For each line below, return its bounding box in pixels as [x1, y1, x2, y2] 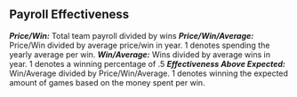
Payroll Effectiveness [9, 7, 130, 22]
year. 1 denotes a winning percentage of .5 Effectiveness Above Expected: [9, 58, 286, 69]
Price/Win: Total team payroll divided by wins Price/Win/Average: [9, 30, 254, 41]
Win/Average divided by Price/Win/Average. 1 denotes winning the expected [9, 68, 289, 78]
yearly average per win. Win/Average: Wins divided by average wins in [9, 48, 271, 60]
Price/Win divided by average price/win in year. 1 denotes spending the [9, 40, 270, 50]
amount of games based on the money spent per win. [9, 77, 206, 87]
